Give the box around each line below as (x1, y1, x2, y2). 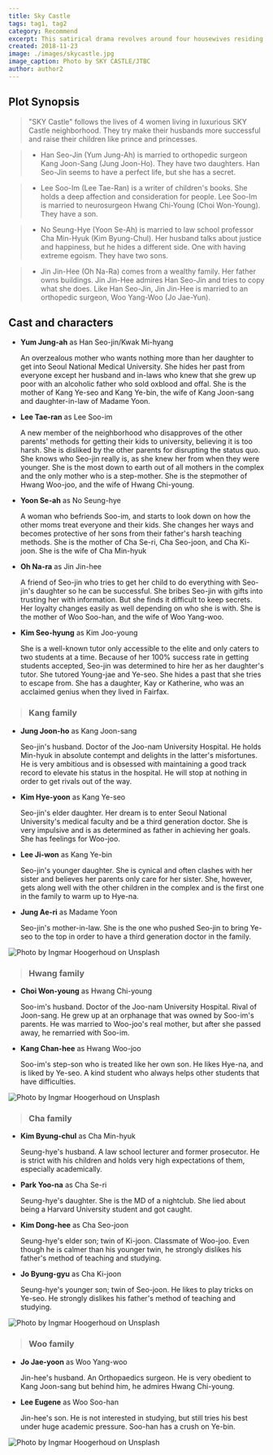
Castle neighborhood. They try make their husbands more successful (28, 125, 262, 135)
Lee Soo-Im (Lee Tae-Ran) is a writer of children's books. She (40, 182, 248, 192)
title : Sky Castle (8, 11, 71, 20)
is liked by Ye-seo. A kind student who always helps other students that (19, 1067, 260, 1077)
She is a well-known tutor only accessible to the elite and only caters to (19, 644, 259, 654)
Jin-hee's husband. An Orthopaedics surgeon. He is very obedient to (19, 1373, 252, 1383)
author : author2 (8, 65, 63, 73)
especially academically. (19, 1164, 103, 1174)
